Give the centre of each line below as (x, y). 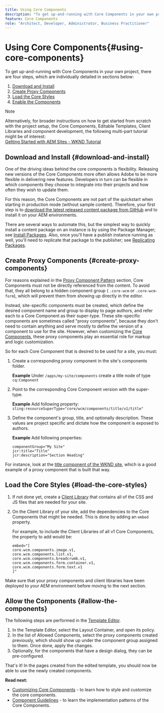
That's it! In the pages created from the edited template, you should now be (81, 665)
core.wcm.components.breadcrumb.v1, (49, 559)
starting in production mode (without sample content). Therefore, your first (80, 204)
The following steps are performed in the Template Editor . (63, 620)
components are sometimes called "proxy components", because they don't (82, 321)
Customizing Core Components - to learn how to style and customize (82, 690)
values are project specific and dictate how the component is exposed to (85, 423)
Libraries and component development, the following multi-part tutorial (76, 131)
